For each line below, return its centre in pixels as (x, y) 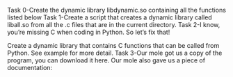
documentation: (30, 68)
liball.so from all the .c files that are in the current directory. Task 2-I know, (114, 25)
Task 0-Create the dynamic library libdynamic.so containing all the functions (116, 10)
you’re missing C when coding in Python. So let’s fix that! (89, 32)
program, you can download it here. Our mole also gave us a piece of (106, 60)
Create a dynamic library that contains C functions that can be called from (113, 45)
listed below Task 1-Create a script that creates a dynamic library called (110, 17)
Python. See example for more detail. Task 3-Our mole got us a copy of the (115, 53)
